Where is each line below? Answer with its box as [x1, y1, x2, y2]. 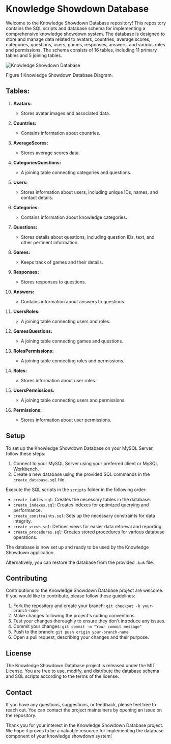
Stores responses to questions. [20, 278, 86, 285]
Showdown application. [6, 549, 55, 555]
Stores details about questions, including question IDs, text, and [20, 234, 155, 240]
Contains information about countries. [20, 130, 101, 136]
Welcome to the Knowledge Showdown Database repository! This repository [6, 20, 166, 26]
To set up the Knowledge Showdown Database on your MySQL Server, [6, 445, 154, 451]
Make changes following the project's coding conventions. [13, 613, 136, 619]
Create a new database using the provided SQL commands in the [13, 471, 150, 477]
